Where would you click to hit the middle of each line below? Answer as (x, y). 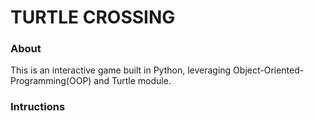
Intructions (38, 107)
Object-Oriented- (269, 70)
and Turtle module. (132, 81)
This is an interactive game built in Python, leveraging (121, 70)
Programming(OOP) (51, 81)
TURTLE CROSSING (93, 17)
